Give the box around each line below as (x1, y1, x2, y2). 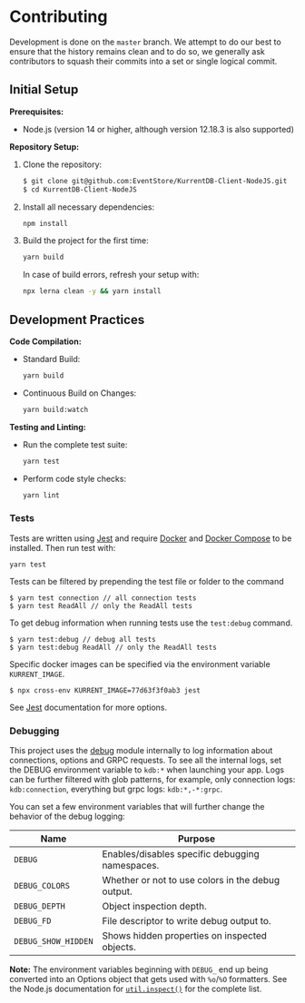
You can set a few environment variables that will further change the (9, 801, 265, 812)
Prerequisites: (9, 106, 64, 117)
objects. (102, 941, 136, 954)
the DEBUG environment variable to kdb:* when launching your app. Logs (9, 764, 284, 775)
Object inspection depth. (102, 900, 207, 913)
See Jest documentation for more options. (9, 702, 168, 713)
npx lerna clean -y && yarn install (22, 287, 162, 296)
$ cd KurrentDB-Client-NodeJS (22, 184, 138, 194)
